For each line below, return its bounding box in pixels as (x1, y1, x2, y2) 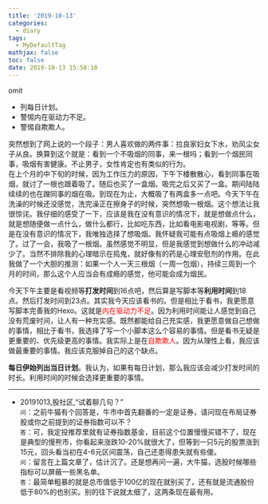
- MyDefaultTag (15, 42, 66, 50)
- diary (15, 26, 41, 34)
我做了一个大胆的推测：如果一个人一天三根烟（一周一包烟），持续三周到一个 (8, 259, 257, 268)
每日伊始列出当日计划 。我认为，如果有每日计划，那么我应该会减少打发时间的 (8, 363, 260, 372)
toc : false (8, 57, 45, 65)
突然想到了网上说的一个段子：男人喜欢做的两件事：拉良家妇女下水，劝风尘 (8, 139, 253, 149)
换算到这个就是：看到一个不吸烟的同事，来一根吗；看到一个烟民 (35, 149, 246, 158)
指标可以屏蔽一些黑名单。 (19, 466, 104, 476)
